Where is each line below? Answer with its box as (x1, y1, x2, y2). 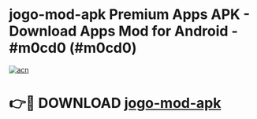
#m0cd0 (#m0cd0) (9, 39, 137, 57)
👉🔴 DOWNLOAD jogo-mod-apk (9, 95, 222, 112)
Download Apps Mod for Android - (9, 22, 239, 40)
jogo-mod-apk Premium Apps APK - (9, 6, 251, 24)
